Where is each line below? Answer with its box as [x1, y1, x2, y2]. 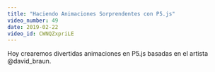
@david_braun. [7, 57, 52, 66]
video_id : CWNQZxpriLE [7, 30, 74, 37]
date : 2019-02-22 [7, 23, 59, 30]
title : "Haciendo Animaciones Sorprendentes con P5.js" [7, 10, 175, 18]
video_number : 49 [7, 17, 59, 24]
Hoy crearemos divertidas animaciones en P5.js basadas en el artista [7, 49, 209, 58]
